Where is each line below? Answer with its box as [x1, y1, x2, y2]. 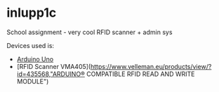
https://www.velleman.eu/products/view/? [90, 62, 212, 70]
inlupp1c [6, 5, 57, 21]
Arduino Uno [16, 54, 54, 63]
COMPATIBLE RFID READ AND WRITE [86, 70, 195, 78]
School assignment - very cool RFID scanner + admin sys [6, 28, 173, 36]
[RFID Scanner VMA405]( [16, 62, 91, 70]
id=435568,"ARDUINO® [16, 70, 86, 78]
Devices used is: [6, 41, 54, 49]
